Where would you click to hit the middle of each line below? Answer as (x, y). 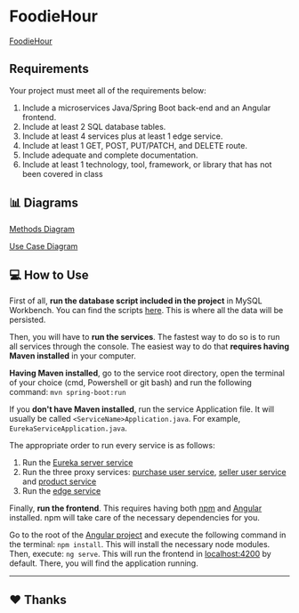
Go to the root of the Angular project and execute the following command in (148, 535)
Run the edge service (61, 491)
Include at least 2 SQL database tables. (94, 126)
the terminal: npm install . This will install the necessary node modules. (140, 544)
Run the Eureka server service (77, 463)
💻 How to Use (49, 274)
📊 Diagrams (44, 203)
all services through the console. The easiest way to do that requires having (149, 347)
